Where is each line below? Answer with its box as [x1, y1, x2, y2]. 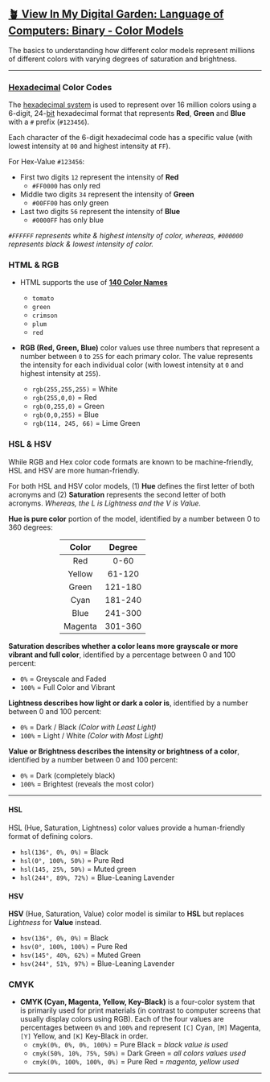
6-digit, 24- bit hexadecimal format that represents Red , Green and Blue [8, 109, 247, 118]
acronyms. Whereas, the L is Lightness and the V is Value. [8, 498, 202, 508]
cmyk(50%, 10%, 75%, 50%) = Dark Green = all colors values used [31, 1048, 247, 1058]
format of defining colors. [8, 831, 93, 840]
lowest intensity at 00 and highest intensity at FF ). [8, 141, 171, 151]
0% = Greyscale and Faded [19, 674, 107, 683]
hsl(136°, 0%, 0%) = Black [19, 847, 108, 857]
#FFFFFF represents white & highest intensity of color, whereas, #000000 [8, 231, 243, 241]
